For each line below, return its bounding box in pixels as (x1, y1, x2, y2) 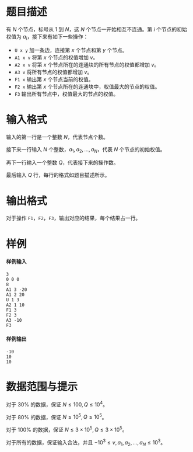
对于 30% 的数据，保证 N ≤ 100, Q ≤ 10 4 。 (6, 399, 108, 408)
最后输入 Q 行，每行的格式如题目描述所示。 (6, 172, 110, 179)
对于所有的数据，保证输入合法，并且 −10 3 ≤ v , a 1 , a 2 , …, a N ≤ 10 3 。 (6, 437, 166, 447)
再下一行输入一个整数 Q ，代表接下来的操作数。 (6, 159, 119, 166)
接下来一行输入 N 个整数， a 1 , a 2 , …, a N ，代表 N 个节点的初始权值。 (6, 145, 166, 154)
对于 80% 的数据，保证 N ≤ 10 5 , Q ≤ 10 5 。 (6, 412, 107, 420)
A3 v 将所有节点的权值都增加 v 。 (14, 68, 93, 75)
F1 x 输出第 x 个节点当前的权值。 (14, 75, 94, 82)
